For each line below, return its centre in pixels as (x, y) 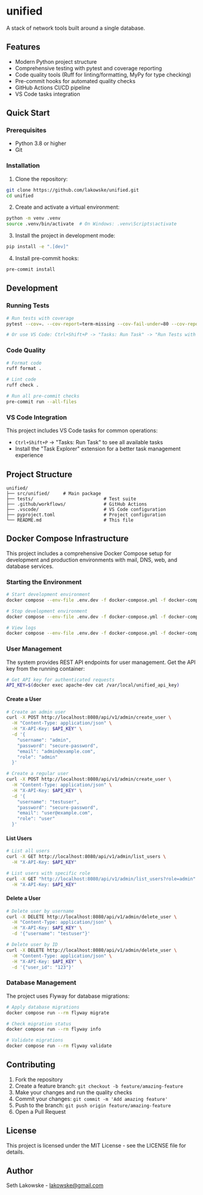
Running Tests (28, 306)
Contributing (31, 1065)
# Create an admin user (36, 712)
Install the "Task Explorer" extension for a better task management (98, 449)
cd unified (20, 195)
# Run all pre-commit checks (43, 396)
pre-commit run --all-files (42, 402)
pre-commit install (31, 269)
